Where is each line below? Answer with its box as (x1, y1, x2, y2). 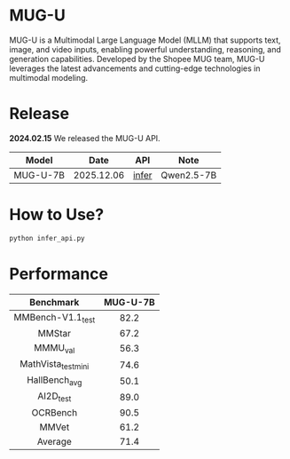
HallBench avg (26, 374, 82, 388)
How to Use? (9, 205, 105, 225)
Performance (9, 264, 109, 284)
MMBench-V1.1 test (13, 311, 96, 325)
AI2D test (36, 390, 72, 404)
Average (36, 435, 73, 447)
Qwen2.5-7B (161, 169, 217, 181)
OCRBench (31, 406, 78, 418)
